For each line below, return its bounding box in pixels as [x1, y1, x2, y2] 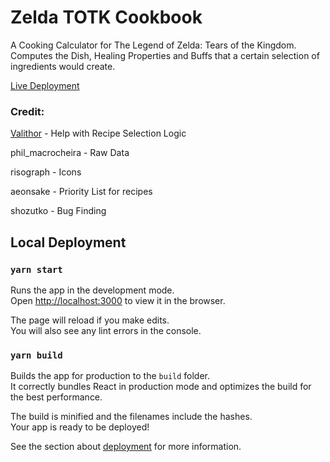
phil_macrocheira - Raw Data [10, 147, 130, 159]
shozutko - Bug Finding [10, 205, 107, 217]
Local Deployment [10, 234, 127, 251]
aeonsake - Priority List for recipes [10, 186, 153, 198]
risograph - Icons [10, 166, 82, 178]
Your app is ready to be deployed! [10, 421, 150, 433]
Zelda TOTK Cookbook [10, 6, 203, 29]
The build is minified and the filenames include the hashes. [10, 411, 253, 423]
